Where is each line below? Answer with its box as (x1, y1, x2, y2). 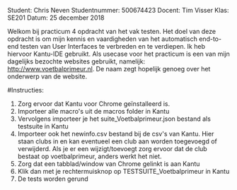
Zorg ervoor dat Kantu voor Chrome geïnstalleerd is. (17, 100, 170, 108)
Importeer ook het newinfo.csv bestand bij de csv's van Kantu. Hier (17, 130, 214, 138)
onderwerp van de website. (7, 72, 88, 81)
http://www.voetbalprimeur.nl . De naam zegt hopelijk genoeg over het (7, 65, 211, 73)
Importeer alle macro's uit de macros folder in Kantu (17, 107, 170, 115)
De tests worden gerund (17, 174, 88, 183)
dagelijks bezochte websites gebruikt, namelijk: (7, 57, 146, 66)
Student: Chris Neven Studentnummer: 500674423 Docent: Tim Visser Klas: (7, 6, 229, 14)
